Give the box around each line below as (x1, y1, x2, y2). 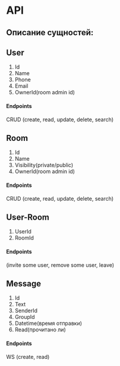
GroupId (14, 313, 35, 321)
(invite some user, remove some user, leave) (6, 261, 115, 269)
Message (6, 279, 42, 289)
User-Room (6, 213, 49, 222)
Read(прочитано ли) (14, 326, 67, 333)
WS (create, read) (6, 353, 50, 360)
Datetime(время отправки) (14, 320, 82, 327)
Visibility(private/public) (14, 162, 74, 169)
